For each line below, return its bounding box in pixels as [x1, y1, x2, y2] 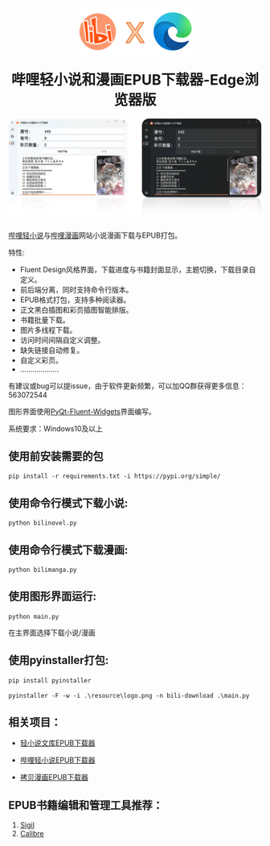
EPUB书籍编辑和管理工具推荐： [8, 798, 163, 812]
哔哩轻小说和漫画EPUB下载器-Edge [10, 71, 245, 89]
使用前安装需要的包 [8, 449, 104, 463]
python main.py [8, 612, 59, 620]
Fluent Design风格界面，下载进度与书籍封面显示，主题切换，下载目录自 [19, 264, 256, 274]
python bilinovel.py [8, 519, 78, 528]
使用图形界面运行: [8, 590, 97, 603]
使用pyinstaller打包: [8, 653, 109, 667]
